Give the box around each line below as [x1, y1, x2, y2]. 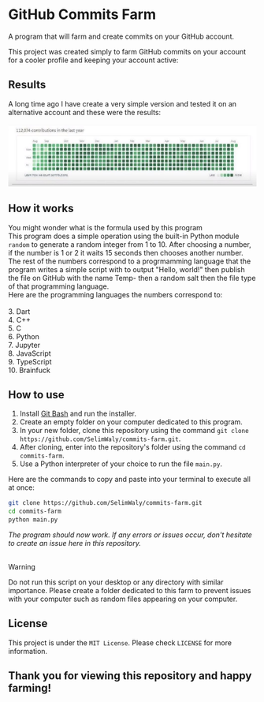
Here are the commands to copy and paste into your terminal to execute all [8, 475, 251, 484]
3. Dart [8, 306, 31, 316]
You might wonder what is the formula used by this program [8, 222, 203, 232]
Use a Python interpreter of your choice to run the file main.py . [19, 459, 223, 469]
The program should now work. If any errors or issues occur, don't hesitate [8, 530, 252, 540]
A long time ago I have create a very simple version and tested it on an [8, 99, 237, 108]
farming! [8, 681, 52, 695]
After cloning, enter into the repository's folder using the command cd [19, 442, 246, 452]
